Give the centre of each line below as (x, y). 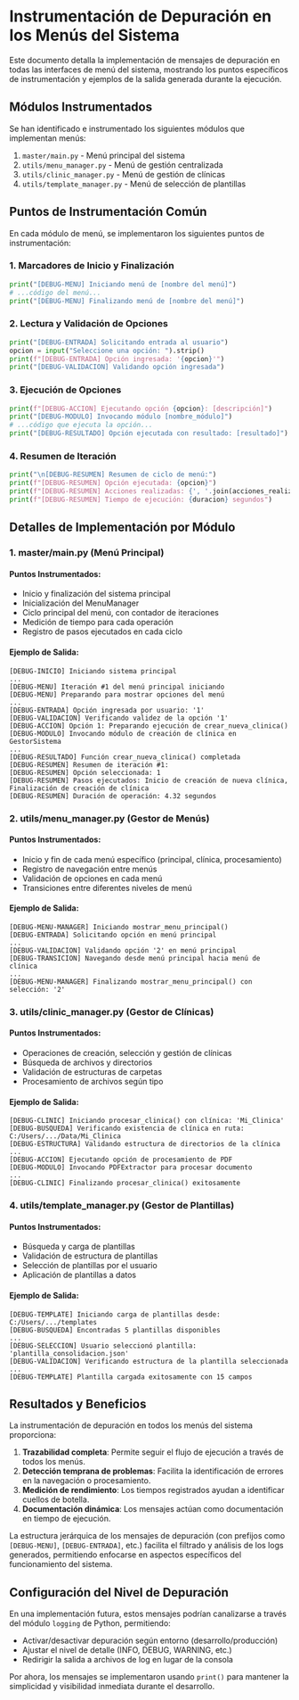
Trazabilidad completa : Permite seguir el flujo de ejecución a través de (153, 1452)
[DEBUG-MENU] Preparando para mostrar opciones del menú (117, 694)
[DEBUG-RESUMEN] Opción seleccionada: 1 (85, 772)
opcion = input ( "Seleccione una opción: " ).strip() (107, 351)
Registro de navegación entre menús (89, 869)
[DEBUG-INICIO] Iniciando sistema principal (93, 671)
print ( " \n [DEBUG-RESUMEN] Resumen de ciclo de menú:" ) (113, 475)
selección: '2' (37, 989)
